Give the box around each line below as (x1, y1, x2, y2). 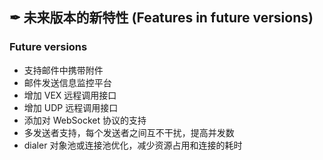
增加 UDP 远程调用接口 (23, 101, 119, 113)
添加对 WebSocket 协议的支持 (23, 114, 147, 126)
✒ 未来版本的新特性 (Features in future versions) (9, 9, 314, 27)
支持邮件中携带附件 (23, 64, 104, 76)
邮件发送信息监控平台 (23, 76, 112, 88)
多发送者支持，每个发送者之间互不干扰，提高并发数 (23, 126, 235, 138)
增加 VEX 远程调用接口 (23, 89, 117, 101)
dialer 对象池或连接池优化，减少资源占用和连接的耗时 (23, 139, 243, 151)
